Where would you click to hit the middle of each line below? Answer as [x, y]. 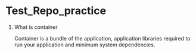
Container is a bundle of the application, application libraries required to [102, 38]
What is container [36, 27]
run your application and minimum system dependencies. [85, 45]
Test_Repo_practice [56, 11]
